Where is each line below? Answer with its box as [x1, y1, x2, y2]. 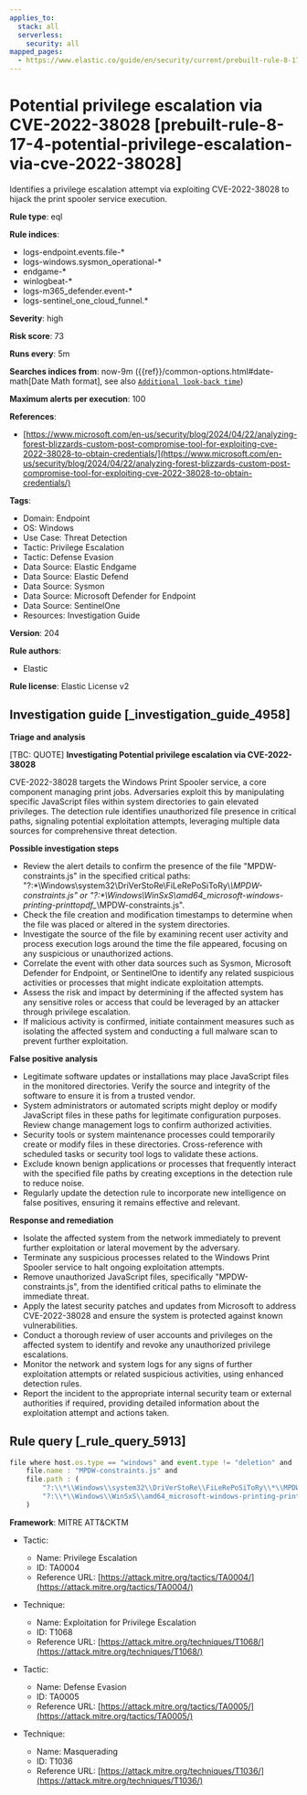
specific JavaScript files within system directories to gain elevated [9, 796, 259, 807]
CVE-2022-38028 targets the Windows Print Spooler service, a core [9, 776, 267, 787]
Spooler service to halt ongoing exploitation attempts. [22, 1261, 226, 1272]
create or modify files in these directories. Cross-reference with [22, 1139, 263, 1150]
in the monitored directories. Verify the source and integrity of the [22, 1080, 271, 1091]
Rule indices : [9, 228, 59, 239]
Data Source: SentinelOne [22, 600, 121, 611]
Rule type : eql [9, 211, 63, 222]
